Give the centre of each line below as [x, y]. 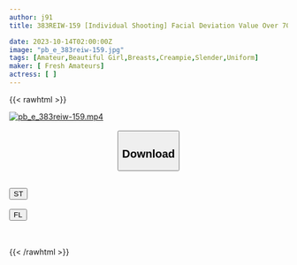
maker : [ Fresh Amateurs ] [57, 66]
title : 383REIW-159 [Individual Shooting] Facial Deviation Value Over [144, 26]
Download [148, 153]
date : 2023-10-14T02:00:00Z [61, 42]
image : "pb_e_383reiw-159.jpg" [67, 49]
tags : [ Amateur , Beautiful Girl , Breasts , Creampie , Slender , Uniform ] [134, 58]
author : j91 [31, 17]
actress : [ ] [33, 75]
